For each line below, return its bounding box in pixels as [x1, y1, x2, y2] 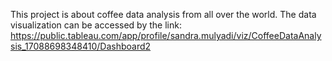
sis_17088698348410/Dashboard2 [10, 40, 152, 52]
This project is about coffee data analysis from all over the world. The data [10, 9, 317, 20]
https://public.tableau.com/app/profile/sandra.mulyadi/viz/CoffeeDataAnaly [10, 30, 322, 41]
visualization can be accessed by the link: [10, 19, 182, 31]
